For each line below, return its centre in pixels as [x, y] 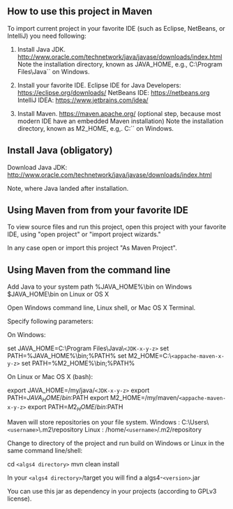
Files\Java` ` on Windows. [53, 71]
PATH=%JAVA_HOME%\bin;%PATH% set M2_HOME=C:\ [89, 356]
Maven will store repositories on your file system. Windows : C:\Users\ [108, 422]
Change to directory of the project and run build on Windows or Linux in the [116, 443]
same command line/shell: [45, 450]
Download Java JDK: [37, 167]
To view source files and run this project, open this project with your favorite [117, 227]
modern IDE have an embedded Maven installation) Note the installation [120, 121]
